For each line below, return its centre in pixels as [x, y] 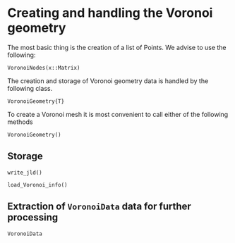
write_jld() [25, 173]
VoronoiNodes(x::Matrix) [44, 68]
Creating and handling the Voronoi [110, 13]
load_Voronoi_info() [38, 185]
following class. [30, 88]
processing [33, 217]
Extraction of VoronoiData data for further [100, 207]
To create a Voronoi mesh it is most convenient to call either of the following [118, 114]
